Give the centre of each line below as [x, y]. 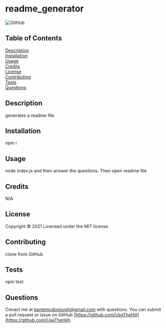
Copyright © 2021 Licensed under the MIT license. [57, 226]
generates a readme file [30, 115]
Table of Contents [34, 38]
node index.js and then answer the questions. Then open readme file [76, 171]
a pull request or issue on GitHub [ [40, 315]
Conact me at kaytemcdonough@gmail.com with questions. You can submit [83, 309]
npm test [14, 282]
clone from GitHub [24, 254]
